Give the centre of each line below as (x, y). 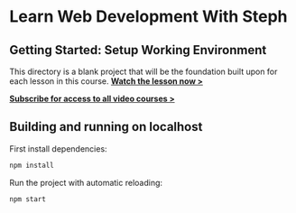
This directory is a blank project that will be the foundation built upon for (143, 71)
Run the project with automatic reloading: (86, 182)
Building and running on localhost (106, 127)
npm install (32, 165)
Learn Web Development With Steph (148, 17)
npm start (28, 199)
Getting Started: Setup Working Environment (138, 50)
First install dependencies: (58, 148)
